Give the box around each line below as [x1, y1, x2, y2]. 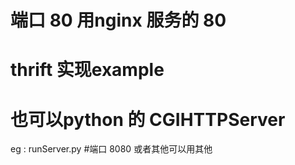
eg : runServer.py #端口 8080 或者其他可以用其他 [10, 143, 213, 155]
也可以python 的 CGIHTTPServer [10, 108, 286, 131]
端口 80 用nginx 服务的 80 [10, 9, 227, 32]
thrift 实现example [10, 59, 165, 81]
